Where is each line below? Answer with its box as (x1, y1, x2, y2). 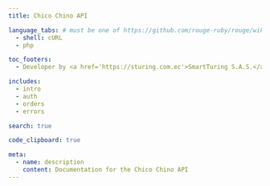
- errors (15, 107, 45, 115)
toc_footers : (8, 55, 52, 64)
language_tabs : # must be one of (8, 26, 121, 34)
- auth (15, 92, 38, 100)
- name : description (15, 158, 84, 167)
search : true (8, 122, 52, 130)
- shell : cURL (15, 34, 63, 42)
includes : (8, 78, 42, 86)
